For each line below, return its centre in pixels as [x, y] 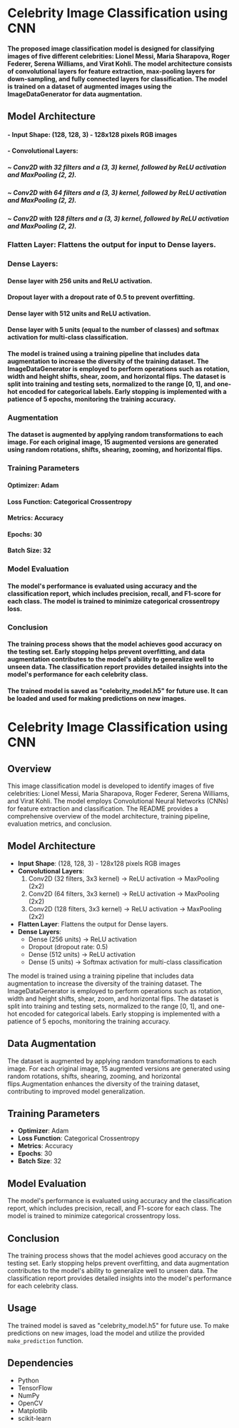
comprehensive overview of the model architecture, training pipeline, [109, 816]
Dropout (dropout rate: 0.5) [68, 946]
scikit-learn [34, 1418]
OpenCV [30, 1403]
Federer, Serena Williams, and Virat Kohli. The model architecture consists [120, 64]
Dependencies [40, 1363]
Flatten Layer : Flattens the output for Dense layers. [93, 924]
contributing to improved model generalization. [76, 1091]
